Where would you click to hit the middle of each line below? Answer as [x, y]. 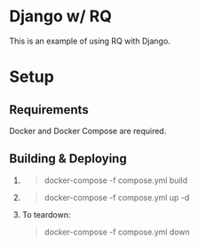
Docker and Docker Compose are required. [88, 131]
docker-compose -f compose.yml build [116, 180]
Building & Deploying [68, 159]
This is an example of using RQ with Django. [90, 41]
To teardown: [46, 214]
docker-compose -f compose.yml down [117, 232]
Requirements [49, 110]
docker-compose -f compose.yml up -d [117, 197]
